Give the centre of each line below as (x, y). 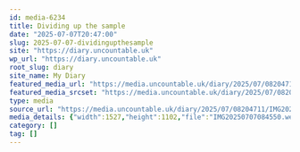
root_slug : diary (42, 68)
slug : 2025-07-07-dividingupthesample (81, 42)
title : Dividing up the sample (67, 26)
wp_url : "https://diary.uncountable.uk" (86, 59)
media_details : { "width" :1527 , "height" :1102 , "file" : (109, 117)
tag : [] (24, 134)
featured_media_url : (48, 84)
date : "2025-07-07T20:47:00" (63, 34)
